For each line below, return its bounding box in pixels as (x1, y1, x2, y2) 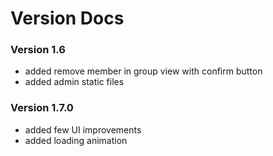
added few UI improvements (24, 123, 142, 136)
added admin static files (24, 76, 125, 88)
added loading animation (24, 134, 128, 146)
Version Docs (10, 7, 125, 30)
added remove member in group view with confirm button (24, 65, 263, 77)
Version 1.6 (10, 43, 66, 57)
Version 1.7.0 (10, 101, 74, 115)
